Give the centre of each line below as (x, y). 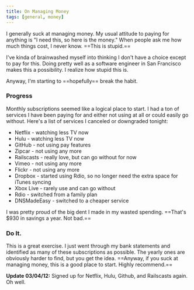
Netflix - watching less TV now (51, 132)
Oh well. (16, 282)
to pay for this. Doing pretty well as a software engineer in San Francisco (93, 63)
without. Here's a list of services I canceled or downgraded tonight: (87, 121)
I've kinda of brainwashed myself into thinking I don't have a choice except (96, 57)
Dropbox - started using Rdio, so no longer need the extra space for (96, 176)
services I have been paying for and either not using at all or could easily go (97, 115)
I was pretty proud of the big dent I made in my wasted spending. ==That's (96, 212)
